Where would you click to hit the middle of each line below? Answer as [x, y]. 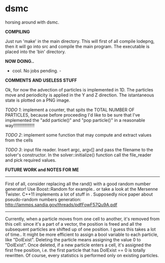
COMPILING [18, 31]
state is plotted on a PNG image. [38, 100]
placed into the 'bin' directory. [36, 52]
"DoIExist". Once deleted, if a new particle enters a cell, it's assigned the [78, 245]
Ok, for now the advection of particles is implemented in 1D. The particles [79, 89]
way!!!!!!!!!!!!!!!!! [20, 125]
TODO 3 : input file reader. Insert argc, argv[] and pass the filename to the [79, 149]
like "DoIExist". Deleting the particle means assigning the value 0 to [73, 239]
